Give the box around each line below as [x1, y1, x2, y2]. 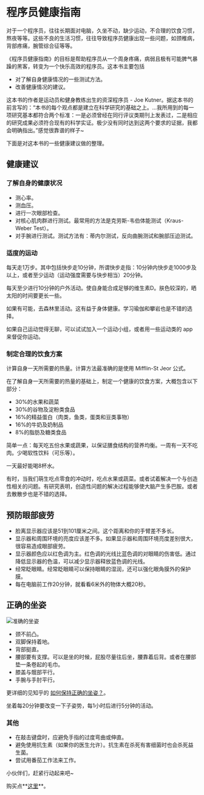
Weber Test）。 [15, 224, 53, 231]
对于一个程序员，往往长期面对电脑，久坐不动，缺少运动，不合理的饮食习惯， [6, 27, 198, 34]
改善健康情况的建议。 [15, 83, 69, 90]
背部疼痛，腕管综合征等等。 [6, 42, 76, 49]
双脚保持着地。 [15, 638, 53, 645]
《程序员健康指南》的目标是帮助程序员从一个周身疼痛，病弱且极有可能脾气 [6, 55, 192, 62]
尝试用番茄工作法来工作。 [15, 757, 80, 764]
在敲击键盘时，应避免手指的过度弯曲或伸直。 [15, 733, 127, 741]
